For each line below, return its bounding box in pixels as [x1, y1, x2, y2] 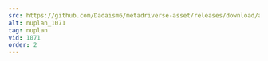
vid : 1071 [8, 33, 41, 42]
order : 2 [8, 41, 37, 49]
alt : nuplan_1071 [8, 19, 66, 27]
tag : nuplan [8, 26, 48, 34]
